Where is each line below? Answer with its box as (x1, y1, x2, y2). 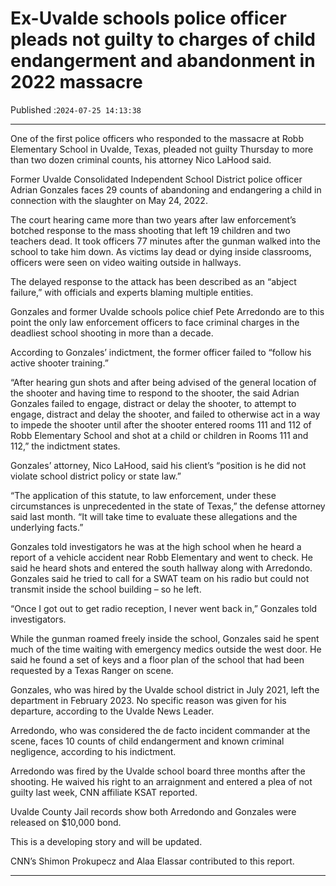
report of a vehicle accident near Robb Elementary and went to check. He (10, 551, 313, 563)
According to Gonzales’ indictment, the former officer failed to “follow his (10, 346, 312, 358)
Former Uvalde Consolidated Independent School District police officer (10, 173, 303, 185)
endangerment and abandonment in (10, 50, 316, 72)
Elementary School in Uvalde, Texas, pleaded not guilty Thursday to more (10, 143, 314, 155)
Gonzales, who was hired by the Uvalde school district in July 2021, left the (10, 683, 320, 696)
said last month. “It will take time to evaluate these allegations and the (10, 510, 298, 522)
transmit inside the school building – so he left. (10, 583, 202, 595)
